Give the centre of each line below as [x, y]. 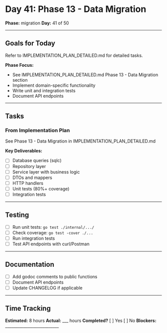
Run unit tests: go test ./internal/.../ [53, 227]
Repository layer [29, 166]
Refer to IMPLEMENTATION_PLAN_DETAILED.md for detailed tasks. [74, 55]
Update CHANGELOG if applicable [47, 288]
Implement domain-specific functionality [54, 85]
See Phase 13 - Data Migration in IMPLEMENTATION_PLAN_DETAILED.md [80, 141]
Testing [17, 215]
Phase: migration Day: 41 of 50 [37, 23]
